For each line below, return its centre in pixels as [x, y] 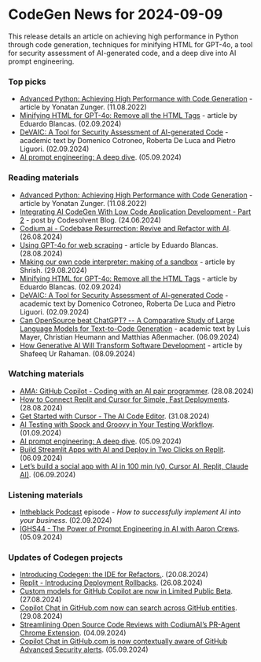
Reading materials [44, 178]
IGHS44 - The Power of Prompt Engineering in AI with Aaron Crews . [129, 529]
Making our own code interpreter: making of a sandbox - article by [127, 262]
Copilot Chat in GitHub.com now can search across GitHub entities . [128, 608]
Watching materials [46, 373]
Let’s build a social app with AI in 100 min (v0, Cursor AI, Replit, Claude [134, 466]
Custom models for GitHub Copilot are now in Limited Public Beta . [126, 591]
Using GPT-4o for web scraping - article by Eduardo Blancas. [119, 245]
